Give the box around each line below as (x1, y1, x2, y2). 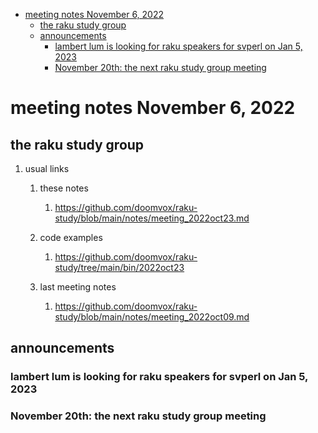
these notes (39, 182, 89, 194)
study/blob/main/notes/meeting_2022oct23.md (54, 212, 250, 224)
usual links (24, 163, 70, 174)
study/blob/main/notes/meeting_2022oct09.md (54, 311, 250, 323)
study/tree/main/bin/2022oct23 (54, 262, 185, 273)
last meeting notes (39, 281, 117, 293)
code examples (39, 232, 103, 243)
